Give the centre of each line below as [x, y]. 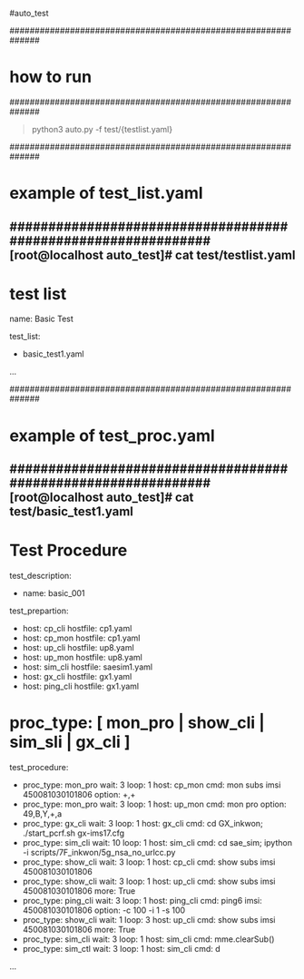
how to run [51, 77]
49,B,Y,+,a [42, 813]
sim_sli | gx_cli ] [70, 742]
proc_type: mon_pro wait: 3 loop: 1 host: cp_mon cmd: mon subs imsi [152, 785]
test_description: [41, 575]
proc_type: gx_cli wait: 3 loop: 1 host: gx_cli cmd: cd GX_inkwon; [142, 823]
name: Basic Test [42, 319]
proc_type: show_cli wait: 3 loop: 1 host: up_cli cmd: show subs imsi [149, 881]
